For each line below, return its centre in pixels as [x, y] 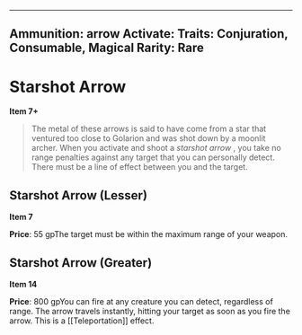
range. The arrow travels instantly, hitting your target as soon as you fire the [150, 311]
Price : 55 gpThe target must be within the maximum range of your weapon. [149, 234]
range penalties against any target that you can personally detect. [153, 157]
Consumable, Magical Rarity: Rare [107, 48]
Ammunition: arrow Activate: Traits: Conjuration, [149, 34]
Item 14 [23, 284]
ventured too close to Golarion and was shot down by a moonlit [148, 138]
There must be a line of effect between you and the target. [140, 167]
